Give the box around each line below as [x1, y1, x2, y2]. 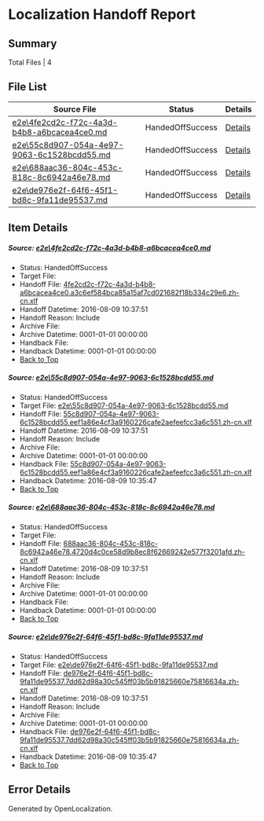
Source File [53, 104, 97, 115]
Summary [8, 37, 57, 50]
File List [8, 80, 47, 93]
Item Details [8, 222, 68, 235]
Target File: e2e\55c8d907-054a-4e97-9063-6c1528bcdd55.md [19, 401, 229, 410]
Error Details [8, 783, 71, 797]
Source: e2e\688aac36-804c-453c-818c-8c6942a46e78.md [8, 502, 215, 511]
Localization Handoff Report [8, 5, 196, 24]
